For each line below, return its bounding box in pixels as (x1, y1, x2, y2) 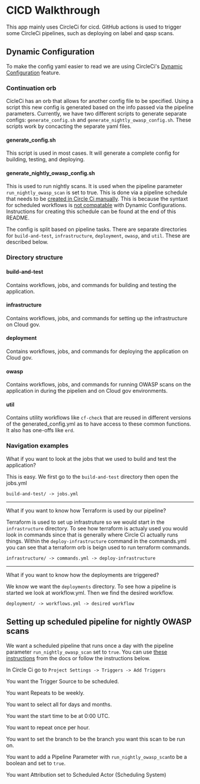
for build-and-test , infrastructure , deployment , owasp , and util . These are (6, 232, 190, 239)
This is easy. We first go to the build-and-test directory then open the (6, 473, 179, 480)
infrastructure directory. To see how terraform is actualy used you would (6, 524, 188, 532)
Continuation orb (6, 84, 57, 92)
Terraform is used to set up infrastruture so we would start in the (6, 518, 165, 526)
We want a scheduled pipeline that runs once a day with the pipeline (6, 642, 174, 649)
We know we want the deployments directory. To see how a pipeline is (6, 583, 177, 590)
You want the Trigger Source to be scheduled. (6, 677, 119, 685)
